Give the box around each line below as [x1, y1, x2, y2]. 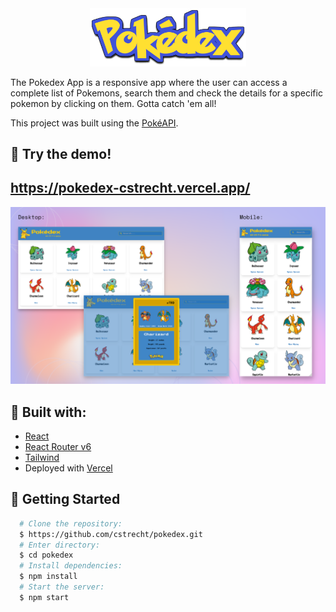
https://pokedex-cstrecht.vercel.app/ [10, 180, 251, 197]
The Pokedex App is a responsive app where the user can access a [10, 76, 288, 88]
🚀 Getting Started [10, 491, 121, 508]
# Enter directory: [19, 540, 101, 550]
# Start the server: [19, 582, 105, 592]
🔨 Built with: [10, 403, 87, 421]
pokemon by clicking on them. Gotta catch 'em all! [10, 97, 217, 109]
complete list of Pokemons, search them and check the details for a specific [10, 87, 323, 99]
